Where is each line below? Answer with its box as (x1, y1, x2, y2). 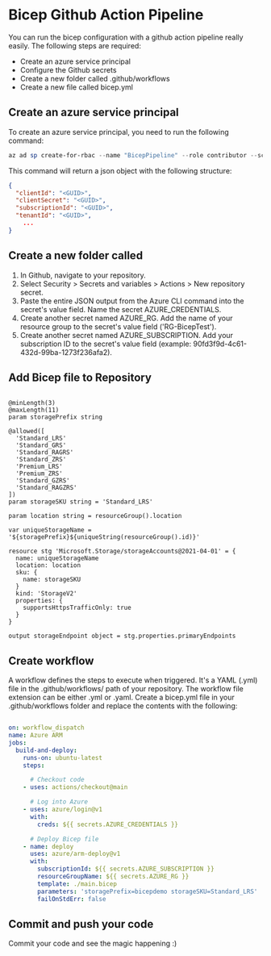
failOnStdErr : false (37, 895, 106, 903)
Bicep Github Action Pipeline (8, 6, 204, 24)
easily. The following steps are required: (8, 40, 141, 50)
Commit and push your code (8, 917, 154, 931)
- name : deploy (23, 842, 74, 850)
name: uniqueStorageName (15, 554, 99, 562)
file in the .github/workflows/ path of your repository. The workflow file (8, 684, 244, 694)
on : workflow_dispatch (8, 724, 85, 732)
